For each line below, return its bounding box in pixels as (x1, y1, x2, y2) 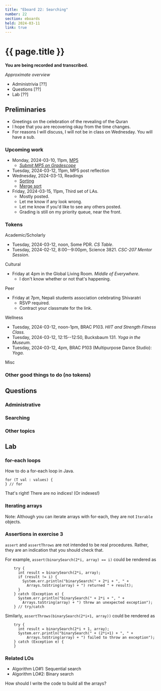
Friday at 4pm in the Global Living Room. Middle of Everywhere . (12, 271, 140, 277)
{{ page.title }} (5, 46, 65, 57)
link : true (5, 25, 27, 30)
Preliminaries (5, 106, 46, 114)
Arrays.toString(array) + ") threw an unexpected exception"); (22, 600, 153, 605)
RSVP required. (19, 300, 50, 306)
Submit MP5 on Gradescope (19, 163, 76, 168)
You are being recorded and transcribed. (5, 62, 89, 68)
